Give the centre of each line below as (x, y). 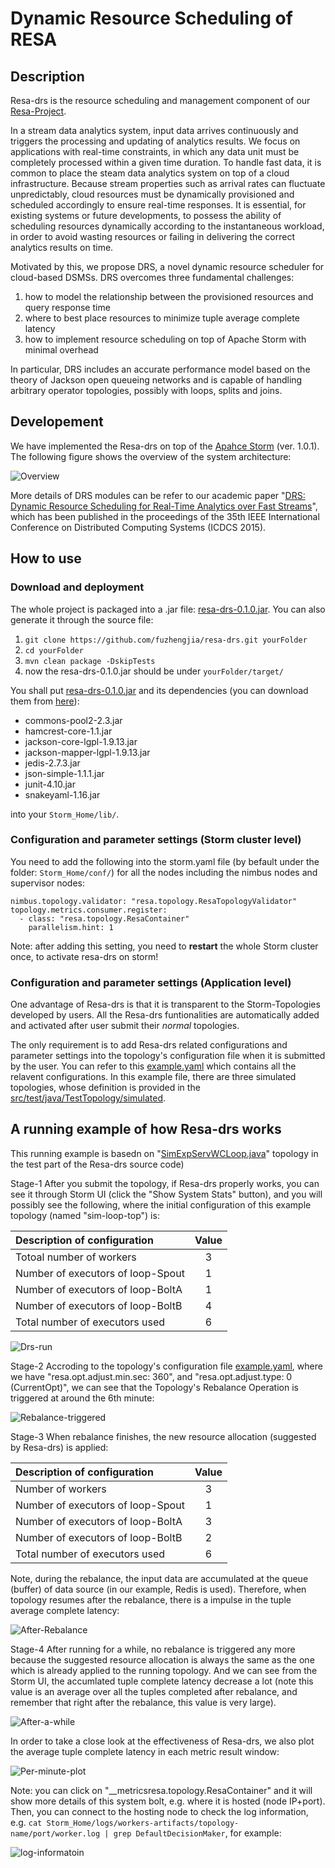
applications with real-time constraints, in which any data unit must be (155, 151)
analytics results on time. (62, 247)
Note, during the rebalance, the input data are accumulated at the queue (159, 1578)
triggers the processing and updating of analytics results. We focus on (155, 141)
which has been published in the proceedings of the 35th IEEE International (165, 516)
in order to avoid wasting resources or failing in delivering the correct (153, 236)
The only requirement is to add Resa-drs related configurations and (149, 1045)
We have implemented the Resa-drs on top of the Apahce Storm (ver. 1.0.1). (165, 446)
